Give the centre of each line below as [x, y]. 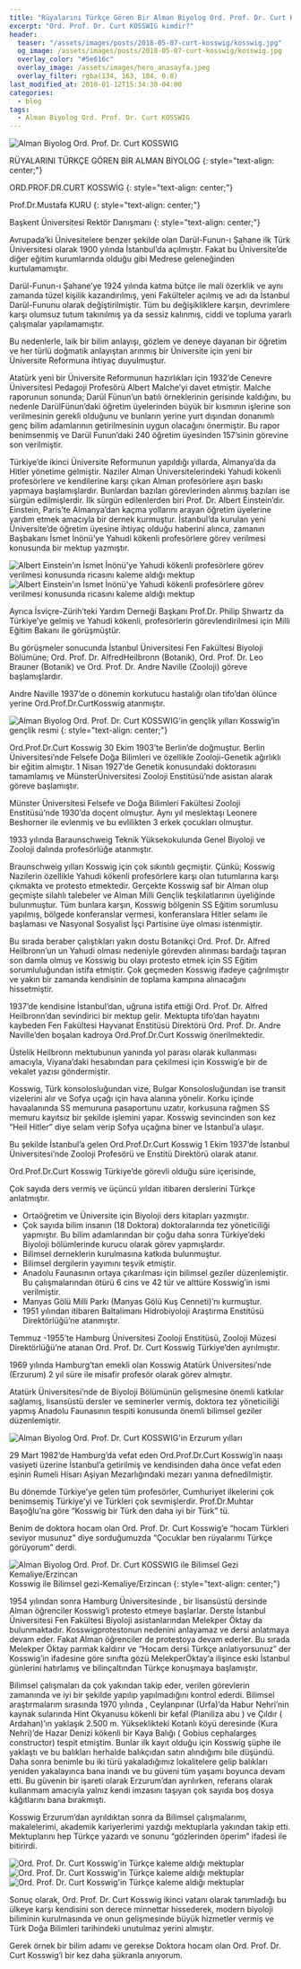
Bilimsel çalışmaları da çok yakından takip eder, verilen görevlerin [129, 1685]
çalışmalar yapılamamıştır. [57, 324]
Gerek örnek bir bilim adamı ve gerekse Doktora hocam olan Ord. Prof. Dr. [145, 1946]
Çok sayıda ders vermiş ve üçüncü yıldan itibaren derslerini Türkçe [132, 1189]
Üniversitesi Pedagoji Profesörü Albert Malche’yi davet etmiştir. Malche [140, 388]
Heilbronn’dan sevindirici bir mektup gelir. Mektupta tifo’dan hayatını [134, 1016]
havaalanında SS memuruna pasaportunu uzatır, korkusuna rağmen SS [140, 1108]
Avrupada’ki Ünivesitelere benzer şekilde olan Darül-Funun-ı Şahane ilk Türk [150, 240]
